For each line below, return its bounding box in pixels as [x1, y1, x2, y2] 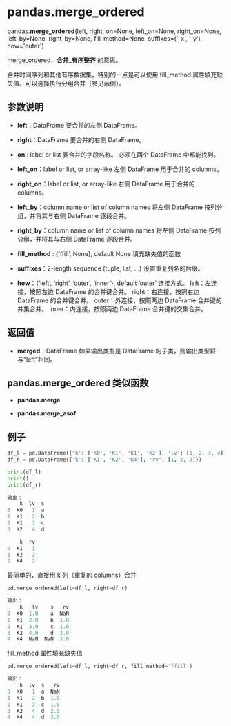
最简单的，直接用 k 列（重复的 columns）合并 [7, 571, 137, 580]
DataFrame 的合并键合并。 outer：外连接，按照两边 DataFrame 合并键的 [17, 296, 222, 304]
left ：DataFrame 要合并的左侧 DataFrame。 [17, 121, 141, 129]
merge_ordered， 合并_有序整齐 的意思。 [7, 56, 122, 64]
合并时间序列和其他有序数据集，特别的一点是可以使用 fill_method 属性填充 [7, 70, 217, 79]
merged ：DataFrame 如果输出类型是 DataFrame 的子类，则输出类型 [17, 346, 210, 355]
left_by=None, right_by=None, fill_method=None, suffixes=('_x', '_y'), [7, 34, 203, 42]
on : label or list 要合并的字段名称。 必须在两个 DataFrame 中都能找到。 [17, 150, 220, 159]
